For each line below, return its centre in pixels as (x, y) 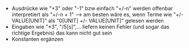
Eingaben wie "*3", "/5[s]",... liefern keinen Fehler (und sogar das (90, 27)
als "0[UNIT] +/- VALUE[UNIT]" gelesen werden (106, 21)
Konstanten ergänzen (37, 39)
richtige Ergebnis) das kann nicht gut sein (62, 33)
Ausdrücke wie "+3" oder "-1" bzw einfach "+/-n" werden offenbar (92, 8)
